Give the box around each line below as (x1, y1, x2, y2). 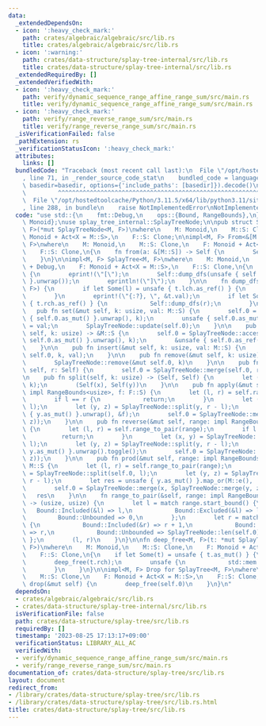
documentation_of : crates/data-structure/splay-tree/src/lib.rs (8, 669, 225, 677)
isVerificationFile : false (15, 609, 104, 618)
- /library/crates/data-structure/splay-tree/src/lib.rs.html (8, 698, 218, 707)
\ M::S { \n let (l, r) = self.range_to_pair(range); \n (22, 462, 232, 470)
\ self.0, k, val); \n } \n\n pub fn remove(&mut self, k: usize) (22, 351, 260, 360)
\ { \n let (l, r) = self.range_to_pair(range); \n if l (22, 425, 257, 433)
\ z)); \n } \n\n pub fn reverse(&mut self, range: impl (22, 418, 228, 426)
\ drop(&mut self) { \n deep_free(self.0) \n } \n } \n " (22, 581, 232, 589)
